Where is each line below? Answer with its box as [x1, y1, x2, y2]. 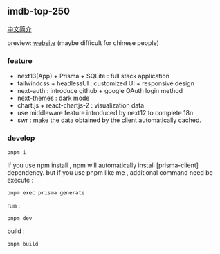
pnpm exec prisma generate [7, 189, 85, 196]
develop [7, 133, 35, 143]
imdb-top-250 [7, 6, 71, 17]
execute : [7, 176, 34, 185]
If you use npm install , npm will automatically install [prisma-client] [7, 161, 199, 169]
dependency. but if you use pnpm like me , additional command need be [7, 169, 213, 177]
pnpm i [7, 149, 26, 156]
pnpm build [7, 241, 39, 248]
